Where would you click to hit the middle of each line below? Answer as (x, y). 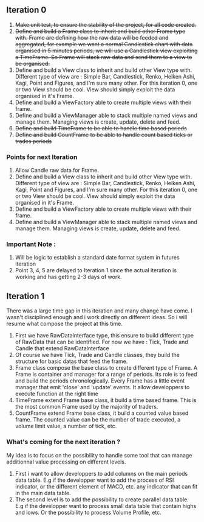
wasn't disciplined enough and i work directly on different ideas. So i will (97, 317)
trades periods (33, 141)
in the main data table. (43, 493)
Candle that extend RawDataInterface (62, 348)
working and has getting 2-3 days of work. (69, 277)
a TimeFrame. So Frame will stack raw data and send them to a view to (104, 57)
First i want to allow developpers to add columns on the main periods (101, 473)
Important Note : (31, 244)
